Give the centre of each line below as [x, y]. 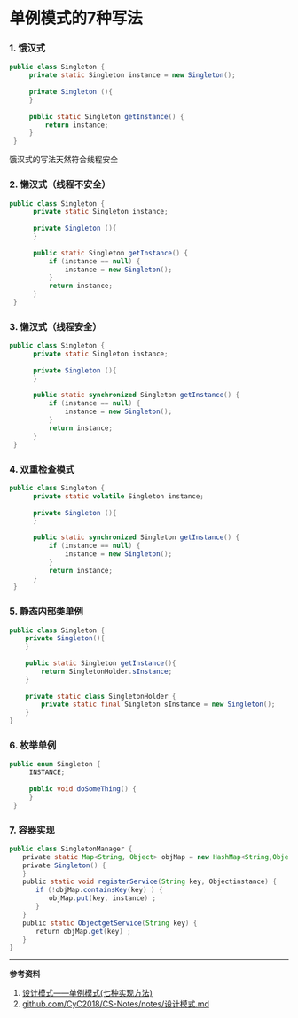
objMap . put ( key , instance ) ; [102, 898]
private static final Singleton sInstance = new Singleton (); [158, 705]
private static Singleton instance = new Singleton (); [133, 75]
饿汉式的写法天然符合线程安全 [63, 160]
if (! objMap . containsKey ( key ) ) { [99, 890]
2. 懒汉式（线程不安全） [60, 184]
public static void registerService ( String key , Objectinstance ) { [149, 882]
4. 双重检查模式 [42, 469]
